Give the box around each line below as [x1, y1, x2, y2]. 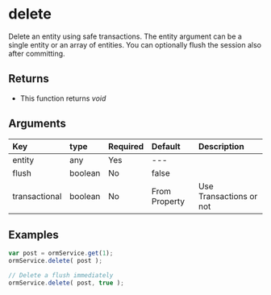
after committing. [8, 48, 66, 58]
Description [198, 140, 244, 152]
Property [152, 195, 186, 206]
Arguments [8, 117, 67, 131]
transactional [12, 190, 62, 202]
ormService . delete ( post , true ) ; [8, 279, 125, 287]
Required [108, 140, 144, 152]
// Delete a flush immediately [8, 272, 114, 280]
